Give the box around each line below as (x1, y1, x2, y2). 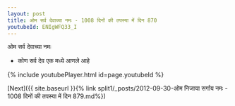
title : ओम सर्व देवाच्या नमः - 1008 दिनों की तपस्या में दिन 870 (7, 17, 157, 24)
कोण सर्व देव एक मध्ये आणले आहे (17, 57, 90, 65)
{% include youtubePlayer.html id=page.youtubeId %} (7, 71, 164, 79)
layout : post (7, 10, 46, 18)
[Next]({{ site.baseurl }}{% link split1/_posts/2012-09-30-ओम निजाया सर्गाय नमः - (7, 84, 228, 93)
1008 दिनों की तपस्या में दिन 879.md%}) (7, 92, 106, 100)
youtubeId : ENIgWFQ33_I (7, 23, 78, 30)
